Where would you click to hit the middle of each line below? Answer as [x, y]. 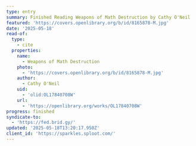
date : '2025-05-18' [30, 28]
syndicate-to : [24, 117]
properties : [27, 51]
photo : [25, 67]
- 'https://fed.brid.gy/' [44, 123]
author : [26, 78]
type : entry [21, 12]
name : [24, 56]
